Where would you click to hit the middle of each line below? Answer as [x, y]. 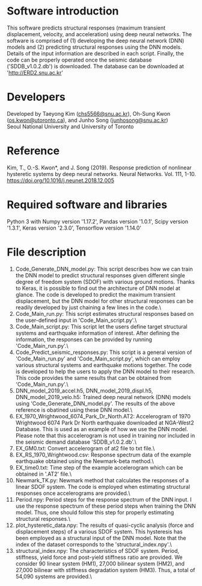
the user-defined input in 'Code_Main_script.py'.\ [76, 320]
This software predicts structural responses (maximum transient [86, 28]
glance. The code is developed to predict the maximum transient [96, 294]
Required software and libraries [87, 205]
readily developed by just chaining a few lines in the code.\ [88, 307]
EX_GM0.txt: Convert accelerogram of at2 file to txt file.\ [85, 448]
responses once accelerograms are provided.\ [73, 493]
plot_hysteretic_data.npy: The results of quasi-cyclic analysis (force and [105, 525]
